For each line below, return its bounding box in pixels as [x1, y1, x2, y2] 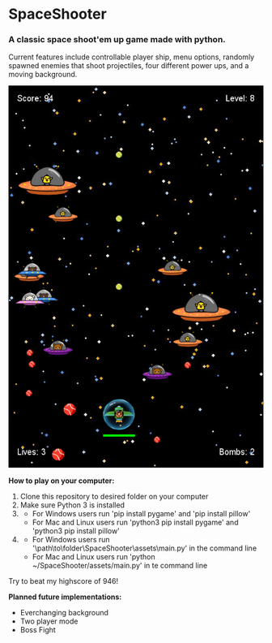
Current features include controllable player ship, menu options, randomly [8, 52, 255, 62]
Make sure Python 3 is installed [19, 500, 125, 510]
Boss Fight [19, 624, 57, 634]
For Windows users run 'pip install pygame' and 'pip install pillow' [32, 508, 251, 518]
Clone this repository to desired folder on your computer [19, 491, 209, 501]
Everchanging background [19, 607, 109, 617]
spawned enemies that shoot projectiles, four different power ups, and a [8, 61, 249, 71]
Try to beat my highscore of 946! [8, 576, 119, 585]
